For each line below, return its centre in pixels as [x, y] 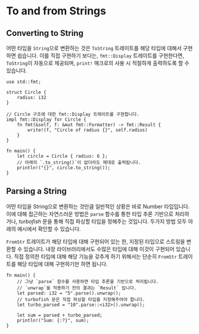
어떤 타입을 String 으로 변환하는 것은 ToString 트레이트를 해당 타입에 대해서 [94, 48]
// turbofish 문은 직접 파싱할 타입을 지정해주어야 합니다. [81, 299]
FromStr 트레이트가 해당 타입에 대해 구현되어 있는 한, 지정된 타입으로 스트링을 [96, 241]
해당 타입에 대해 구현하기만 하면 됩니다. [63, 263]
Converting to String [45, 33]
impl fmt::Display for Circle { [46, 119]
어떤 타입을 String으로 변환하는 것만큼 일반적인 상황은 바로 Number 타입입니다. [98, 206]
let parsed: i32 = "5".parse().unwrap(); [69, 293]
